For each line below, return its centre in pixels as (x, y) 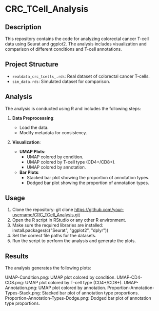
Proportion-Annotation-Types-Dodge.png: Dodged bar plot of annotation (78, 298)
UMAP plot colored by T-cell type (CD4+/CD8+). (74, 283)
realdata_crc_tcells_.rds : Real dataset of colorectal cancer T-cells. (81, 76)
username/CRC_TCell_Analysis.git (46, 215)
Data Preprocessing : (33, 118)
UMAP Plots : (32, 151)
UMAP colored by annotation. (56, 167)
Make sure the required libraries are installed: (58, 225)
